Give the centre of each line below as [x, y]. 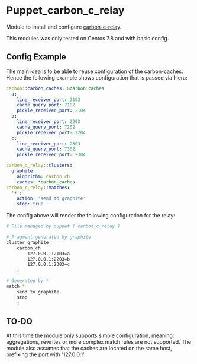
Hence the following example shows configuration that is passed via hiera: [97, 77]
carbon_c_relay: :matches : [38, 188]
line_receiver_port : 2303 [49, 144]
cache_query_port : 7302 [46, 149]
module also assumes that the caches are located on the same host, [89, 349]
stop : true [30, 204]
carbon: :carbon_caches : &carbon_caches [55, 88]
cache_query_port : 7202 [46, 127]
